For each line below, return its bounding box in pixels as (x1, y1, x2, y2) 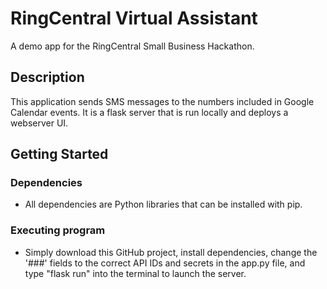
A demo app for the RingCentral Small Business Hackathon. (10, 40, 255, 52)
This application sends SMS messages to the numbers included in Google (10, 95, 315, 107)
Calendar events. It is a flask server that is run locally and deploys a (10, 106, 289, 118)
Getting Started (10, 146, 109, 163)
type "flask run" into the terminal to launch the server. (24, 267, 247, 279)
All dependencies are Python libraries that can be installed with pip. (24, 198, 303, 211)
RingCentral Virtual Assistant (10, 7, 258, 30)
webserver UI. (10, 117, 69, 129)
